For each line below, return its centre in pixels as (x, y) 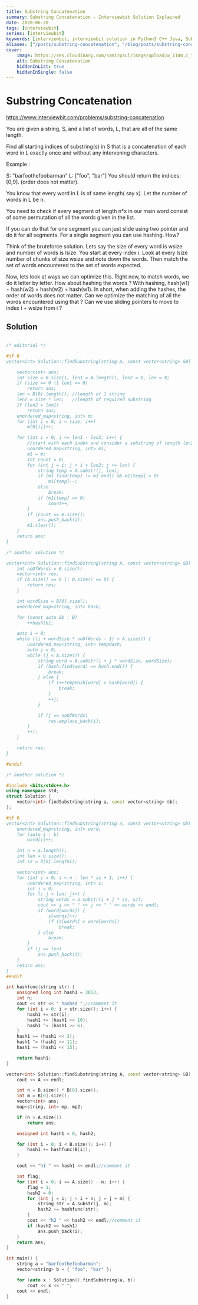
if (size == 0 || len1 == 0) (52, 383)
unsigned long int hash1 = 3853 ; (58, 993)
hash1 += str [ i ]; (48, 1014)
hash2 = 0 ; (41, 1193)
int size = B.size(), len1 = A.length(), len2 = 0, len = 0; (93, 378)
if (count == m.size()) (56, 514)
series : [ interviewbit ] (35, 34)
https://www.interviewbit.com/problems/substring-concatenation (85, 117)
